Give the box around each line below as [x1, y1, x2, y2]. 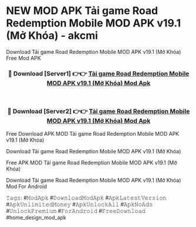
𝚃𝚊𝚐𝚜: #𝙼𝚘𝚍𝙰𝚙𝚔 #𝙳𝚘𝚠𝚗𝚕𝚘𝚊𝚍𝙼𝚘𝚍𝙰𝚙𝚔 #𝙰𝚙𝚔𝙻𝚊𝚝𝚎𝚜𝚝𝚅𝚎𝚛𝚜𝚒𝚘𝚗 [6, 194, 167, 201]
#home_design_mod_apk [6, 214, 66, 221]
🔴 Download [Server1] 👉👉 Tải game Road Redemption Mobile [8, 69, 190, 77]
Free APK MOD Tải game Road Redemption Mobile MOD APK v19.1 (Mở [6, 159, 177, 166]
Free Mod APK [6, 54, 41, 61]
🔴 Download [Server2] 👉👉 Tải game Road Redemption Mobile [7, 107, 190, 115]
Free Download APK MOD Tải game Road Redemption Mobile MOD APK [6, 130, 180, 137]
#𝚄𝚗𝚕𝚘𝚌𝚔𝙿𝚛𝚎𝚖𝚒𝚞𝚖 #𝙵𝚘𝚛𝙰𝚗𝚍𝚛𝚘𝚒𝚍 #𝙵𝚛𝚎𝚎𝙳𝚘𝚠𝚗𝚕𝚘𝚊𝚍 [6, 207, 146, 214]
